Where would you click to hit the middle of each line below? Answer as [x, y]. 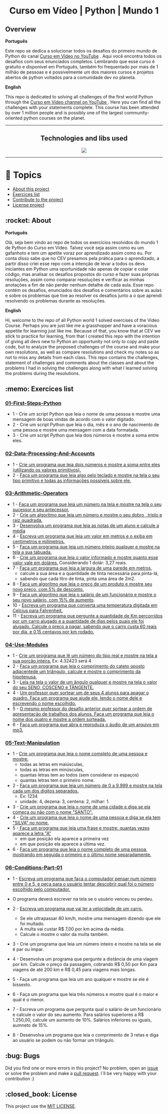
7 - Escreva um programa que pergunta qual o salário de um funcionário [87, 1009]
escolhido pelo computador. [41, 889]
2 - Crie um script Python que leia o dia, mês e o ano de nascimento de [86, 424]
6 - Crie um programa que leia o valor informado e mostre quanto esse [85, 557]
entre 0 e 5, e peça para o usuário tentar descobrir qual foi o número [83, 884]
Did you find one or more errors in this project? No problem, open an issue [82, 1068]
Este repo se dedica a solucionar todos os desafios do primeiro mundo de [81, 51]
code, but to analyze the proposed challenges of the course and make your [83, 346]
